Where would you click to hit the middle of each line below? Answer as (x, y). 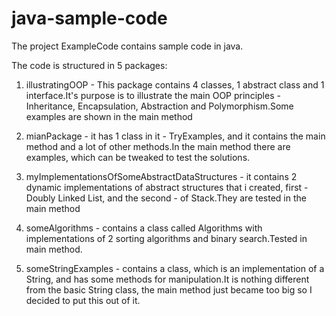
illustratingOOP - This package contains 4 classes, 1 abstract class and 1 (175, 84)
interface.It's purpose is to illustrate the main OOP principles (150, 95)
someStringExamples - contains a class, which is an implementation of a (175, 268)
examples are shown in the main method (109, 116)
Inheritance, (50, 106)
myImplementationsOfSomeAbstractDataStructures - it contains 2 (161, 176)
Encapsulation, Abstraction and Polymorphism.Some (185, 106)
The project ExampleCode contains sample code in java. (127, 46)
